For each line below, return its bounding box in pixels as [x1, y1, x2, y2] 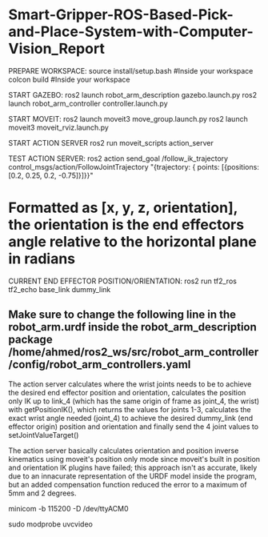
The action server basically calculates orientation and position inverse [8, 446, 239, 455]
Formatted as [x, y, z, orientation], [8, 198, 238, 217]
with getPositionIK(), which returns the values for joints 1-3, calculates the [8, 404, 252, 414]
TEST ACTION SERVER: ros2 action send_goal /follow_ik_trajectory [8, 154, 229, 163]
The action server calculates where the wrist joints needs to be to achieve [8, 379, 252, 389]
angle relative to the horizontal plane [8, 233, 258, 251]
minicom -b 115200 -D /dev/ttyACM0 [8, 503, 130, 513]
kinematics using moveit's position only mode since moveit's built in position [8, 454, 261, 463]
